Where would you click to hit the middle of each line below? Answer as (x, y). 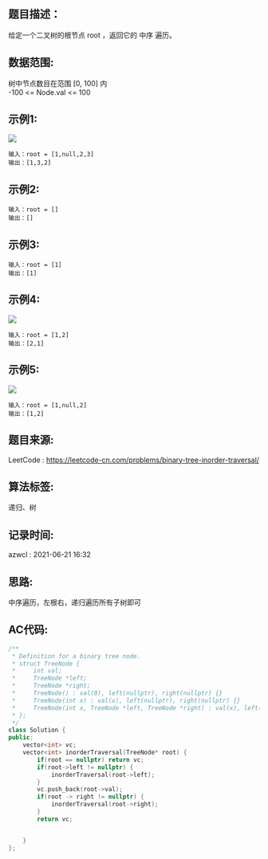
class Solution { (37, 730)
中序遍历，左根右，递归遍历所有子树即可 (75, 602)
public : (21, 738)
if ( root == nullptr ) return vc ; (91, 759)
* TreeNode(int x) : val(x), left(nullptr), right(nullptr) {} (126, 700)
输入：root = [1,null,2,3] (51, 155)
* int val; (37, 671)
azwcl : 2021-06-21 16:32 (50, 555)
